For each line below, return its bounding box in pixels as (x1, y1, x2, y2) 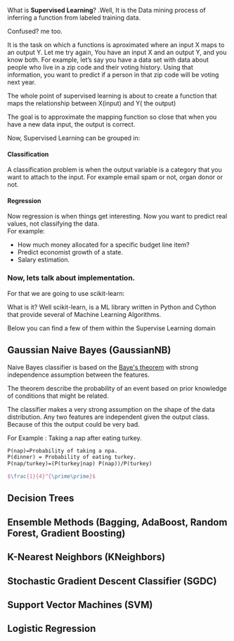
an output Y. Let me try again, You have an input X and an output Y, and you (7, 48, 227, 56)
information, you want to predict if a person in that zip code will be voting (7, 70, 219, 79)
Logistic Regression (7, 623, 96, 635)
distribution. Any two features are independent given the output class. (7, 413, 209, 421)
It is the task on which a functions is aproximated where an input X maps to (7, 41, 225, 48)
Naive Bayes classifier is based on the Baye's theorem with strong (7, 363, 199, 371)
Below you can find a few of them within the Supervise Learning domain (7, 323, 216, 332)
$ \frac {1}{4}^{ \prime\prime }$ (7, 473, 96, 480)
